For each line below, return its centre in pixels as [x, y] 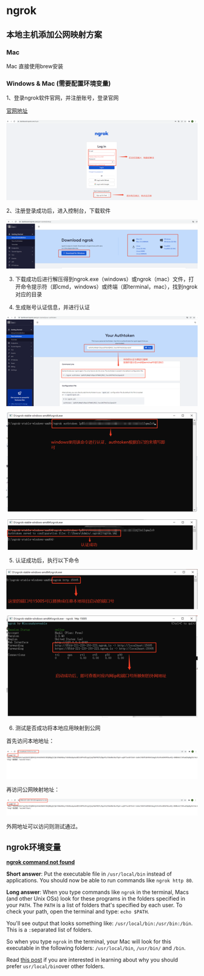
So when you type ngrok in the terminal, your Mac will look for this [89, 942]
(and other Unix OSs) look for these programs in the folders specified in [96, 899]
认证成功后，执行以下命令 [47, 560]
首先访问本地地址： [30, 741]
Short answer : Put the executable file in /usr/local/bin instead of [89, 874]
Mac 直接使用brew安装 [35, 66]
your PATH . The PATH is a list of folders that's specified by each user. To [94, 905]
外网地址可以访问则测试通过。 [43, 826]
